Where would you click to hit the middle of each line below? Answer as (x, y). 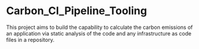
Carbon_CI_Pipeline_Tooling (77, 11)
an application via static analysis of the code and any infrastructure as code (99, 33)
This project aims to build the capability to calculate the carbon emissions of (99, 27)
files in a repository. (30, 40)
